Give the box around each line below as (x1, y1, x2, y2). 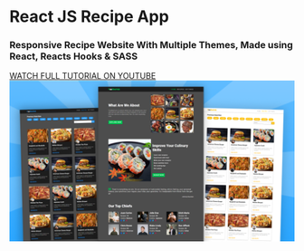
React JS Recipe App (9, 6, 169, 27)
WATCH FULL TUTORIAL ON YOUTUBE (9, 71, 157, 82)
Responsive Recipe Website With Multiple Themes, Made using (9, 39, 294, 52)
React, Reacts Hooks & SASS (9, 50, 138, 63)
